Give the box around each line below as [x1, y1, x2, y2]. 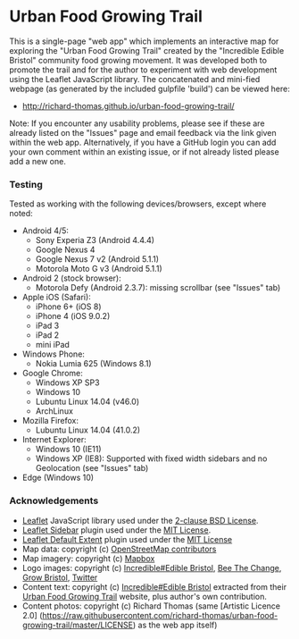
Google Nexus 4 [35, 244, 96, 256]
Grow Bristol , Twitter [21, 572, 98, 583]
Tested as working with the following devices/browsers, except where [9, 198, 267, 209]
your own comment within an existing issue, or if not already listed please [9, 146, 279, 157]
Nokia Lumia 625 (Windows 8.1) [35, 358, 152, 369]
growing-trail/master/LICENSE [21, 619, 134, 630]
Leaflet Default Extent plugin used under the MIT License [21, 534, 233, 544]
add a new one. [9, 156, 67, 166]
